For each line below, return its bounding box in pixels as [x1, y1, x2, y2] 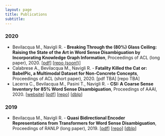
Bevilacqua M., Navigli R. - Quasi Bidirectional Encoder [12, 115, 126, 121]
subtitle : [5, 16, 26, 21]
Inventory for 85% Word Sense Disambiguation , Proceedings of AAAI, [12, 86, 158, 92]
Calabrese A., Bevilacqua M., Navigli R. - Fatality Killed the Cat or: [12, 65, 147, 71]
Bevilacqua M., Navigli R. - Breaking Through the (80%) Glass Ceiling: [12, 44, 157, 50]
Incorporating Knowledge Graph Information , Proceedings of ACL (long [12, 54, 160, 60]
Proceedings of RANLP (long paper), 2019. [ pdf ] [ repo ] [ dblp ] [12, 125, 137, 131]
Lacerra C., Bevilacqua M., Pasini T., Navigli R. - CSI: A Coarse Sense [12, 81, 154, 87]
